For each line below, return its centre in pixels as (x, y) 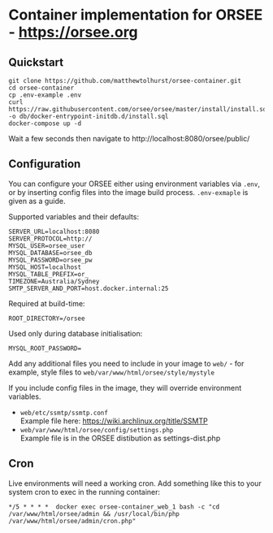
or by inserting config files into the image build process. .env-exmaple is (128, 192)
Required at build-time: (47, 303)
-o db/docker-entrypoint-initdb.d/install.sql (89, 116)
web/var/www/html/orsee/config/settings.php (97, 430)
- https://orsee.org (73, 32)
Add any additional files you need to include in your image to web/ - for (126, 363)
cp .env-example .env (45, 95)
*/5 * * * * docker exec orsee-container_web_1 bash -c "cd (114, 507)
